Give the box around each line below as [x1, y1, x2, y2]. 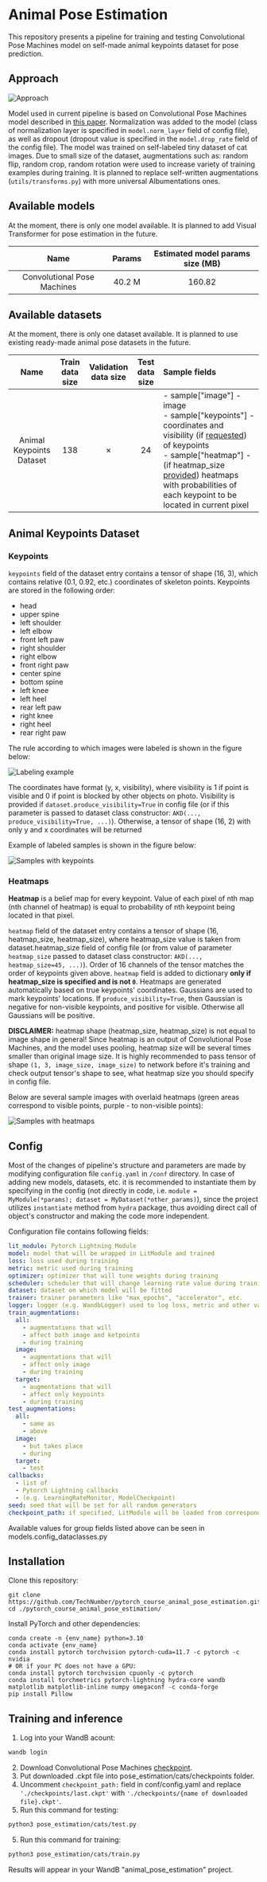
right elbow [19, 651, 57, 662]
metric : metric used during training [8, 1264, 133, 1272]
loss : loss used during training [8, 1257, 119, 1265]
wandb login [8, 1748, 48, 1757]
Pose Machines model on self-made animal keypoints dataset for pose [8, 40, 239, 49]
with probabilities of [162, 479, 237, 491]
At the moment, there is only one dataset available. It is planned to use [8, 329, 238, 339]
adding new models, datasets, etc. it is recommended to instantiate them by [8, 1177, 257, 1187]
